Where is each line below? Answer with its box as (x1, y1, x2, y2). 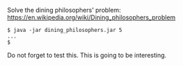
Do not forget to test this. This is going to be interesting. (7, 51, 167, 59)
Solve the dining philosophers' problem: (7, 6, 121, 14)
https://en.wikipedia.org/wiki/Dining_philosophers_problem (7, 13, 176, 22)
